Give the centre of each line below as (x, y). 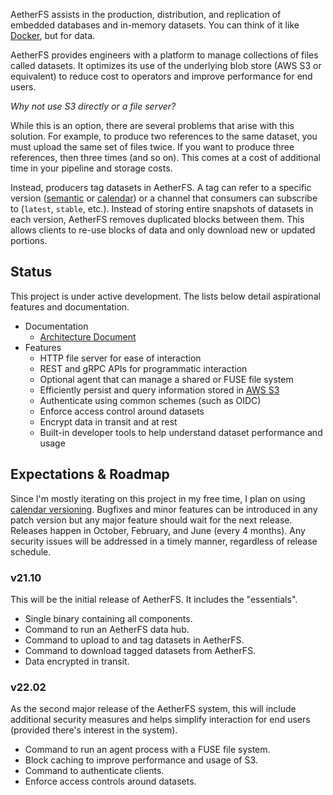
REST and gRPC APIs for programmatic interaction (143, 368)
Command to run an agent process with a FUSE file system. (147, 750)
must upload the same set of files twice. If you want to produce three (152, 147)
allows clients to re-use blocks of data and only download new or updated (163, 230)
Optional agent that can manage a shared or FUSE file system (166, 379)
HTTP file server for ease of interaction (120, 358)
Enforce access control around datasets (122, 411)
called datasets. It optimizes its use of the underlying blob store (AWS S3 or (166, 65)
